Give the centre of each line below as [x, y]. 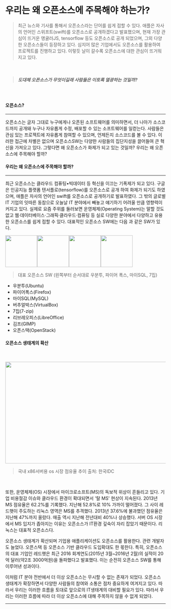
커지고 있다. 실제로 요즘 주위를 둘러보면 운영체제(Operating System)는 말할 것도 [85, 209]
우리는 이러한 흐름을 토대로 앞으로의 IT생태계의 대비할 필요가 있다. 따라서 [87, 590]
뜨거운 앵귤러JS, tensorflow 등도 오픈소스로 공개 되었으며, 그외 [90, 38]
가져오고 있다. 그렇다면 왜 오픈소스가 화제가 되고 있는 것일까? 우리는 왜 [84, 147]
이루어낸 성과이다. [23, 566]
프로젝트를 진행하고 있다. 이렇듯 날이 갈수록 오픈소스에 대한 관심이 [83, 51]
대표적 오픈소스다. [36, 530]
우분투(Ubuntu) [28, 286]
